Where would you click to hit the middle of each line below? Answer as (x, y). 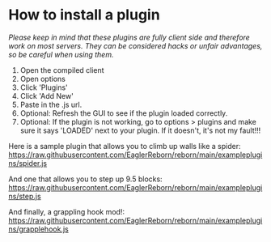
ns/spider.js (28, 163)
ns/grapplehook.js (38, 229)
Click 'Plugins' (44, 87)
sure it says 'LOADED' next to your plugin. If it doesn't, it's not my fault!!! (140, 130)
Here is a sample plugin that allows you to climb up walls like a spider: (125, 146)
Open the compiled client (62, 70)
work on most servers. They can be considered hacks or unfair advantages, (135, 45)
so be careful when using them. (61, 54)
